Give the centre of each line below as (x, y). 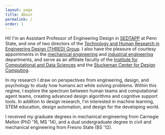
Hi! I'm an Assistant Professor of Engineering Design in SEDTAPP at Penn (81, 38)
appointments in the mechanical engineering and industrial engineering (79, 54)
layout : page (19, 10)
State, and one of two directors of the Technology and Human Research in (82, 44)
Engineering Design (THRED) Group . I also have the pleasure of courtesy (81, 49)
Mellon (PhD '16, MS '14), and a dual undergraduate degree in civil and (78, 122)
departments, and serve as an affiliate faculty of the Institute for (71, 60)
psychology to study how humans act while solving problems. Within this (81, 86)
